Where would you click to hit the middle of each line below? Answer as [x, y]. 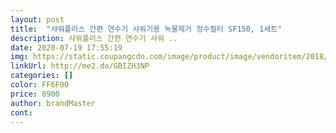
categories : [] [42, 76]
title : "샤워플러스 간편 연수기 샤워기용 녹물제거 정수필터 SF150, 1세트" [146, 29]
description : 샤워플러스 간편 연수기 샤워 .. [94, 38]
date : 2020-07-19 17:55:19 [66, 47]
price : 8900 [35, 94]
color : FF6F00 [40, 85]
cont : [21, 112]
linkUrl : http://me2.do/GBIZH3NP [80, 66]
